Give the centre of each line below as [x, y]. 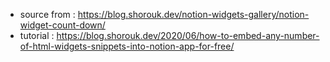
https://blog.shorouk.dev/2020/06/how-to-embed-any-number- [188, 35]
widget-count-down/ [62, 25]
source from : [47, 14]
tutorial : [37, 35]
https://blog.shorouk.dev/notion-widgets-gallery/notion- [193, 14]
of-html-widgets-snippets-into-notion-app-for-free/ [127, 46]
